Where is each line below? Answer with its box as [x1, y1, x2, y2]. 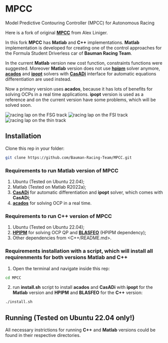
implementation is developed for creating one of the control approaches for [5, 45, 162, 51]
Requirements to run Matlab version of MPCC [5, 167, 119, 174]
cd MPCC [5, 275, 22, 280]
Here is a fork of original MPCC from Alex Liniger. [5, 29, 108, 35]
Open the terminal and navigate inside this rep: [12, 265, 110, 271]
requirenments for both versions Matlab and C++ [5, 254, 128, 261]
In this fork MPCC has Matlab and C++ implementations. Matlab [5, 39, 140, 46]
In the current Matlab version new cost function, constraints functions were [5, 60, 162, 66]
